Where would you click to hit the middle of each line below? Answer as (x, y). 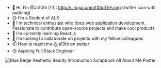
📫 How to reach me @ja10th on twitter (51, 44)
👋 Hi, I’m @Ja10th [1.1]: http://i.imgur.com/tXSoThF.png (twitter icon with (84, 8)
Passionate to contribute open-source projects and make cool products (83, 28)
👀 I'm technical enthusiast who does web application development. (79, 23)
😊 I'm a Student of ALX (36, 18)
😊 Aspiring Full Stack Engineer (43, 51)
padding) (21, 13)
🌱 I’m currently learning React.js (44, 33)
